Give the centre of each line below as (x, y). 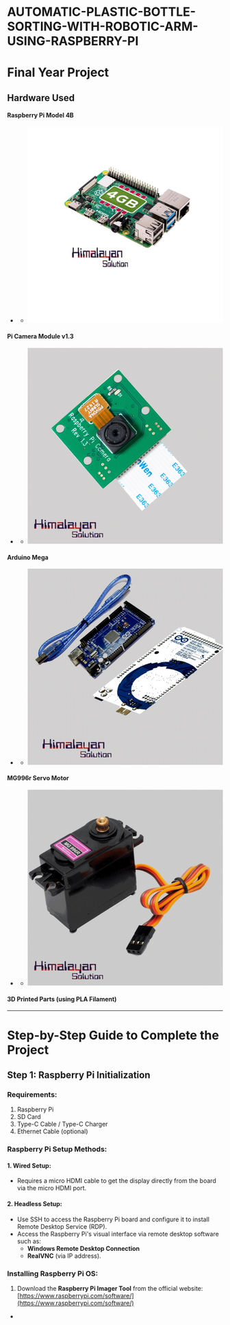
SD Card (29, 1117)
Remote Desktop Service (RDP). (62, 1226)
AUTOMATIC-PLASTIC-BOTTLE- (102, 12)
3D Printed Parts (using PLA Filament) (62, 999)
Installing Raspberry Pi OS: (53, 1273)
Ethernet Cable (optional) (52, 1131)
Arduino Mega (28, 557)
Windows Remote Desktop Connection (84, 1248)
